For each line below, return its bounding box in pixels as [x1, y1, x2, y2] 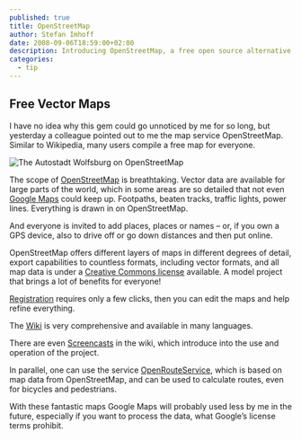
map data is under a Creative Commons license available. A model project [9, 266, 283, 277]
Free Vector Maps [9, 96, 111, 112]
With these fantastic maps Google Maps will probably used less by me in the [9, 400, 292, 411]
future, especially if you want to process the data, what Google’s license [9, 410, 276, 421]
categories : [9, 55, 54, 64]
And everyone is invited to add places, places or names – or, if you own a [9, 220, 280, 231]
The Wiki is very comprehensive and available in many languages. [9, 320, 253, 330]
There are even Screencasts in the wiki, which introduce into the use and [9, 338, 279, 348]
